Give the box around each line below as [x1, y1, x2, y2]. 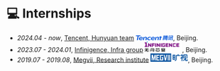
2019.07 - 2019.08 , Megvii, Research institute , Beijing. [16, 56, 214, 64]
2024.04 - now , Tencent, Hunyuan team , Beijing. [16, 33, 199, 42]
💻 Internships [6, 6, 92, 22]
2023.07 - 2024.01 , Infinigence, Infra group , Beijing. [16, 45, 207, 53]
